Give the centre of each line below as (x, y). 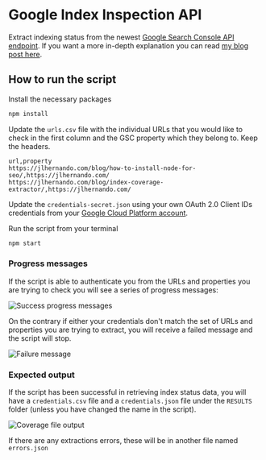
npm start (25, 243)
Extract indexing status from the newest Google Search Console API (122, 37)
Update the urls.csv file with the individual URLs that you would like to (126, 129)
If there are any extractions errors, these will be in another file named (123, 441)
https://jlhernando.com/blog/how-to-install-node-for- (102, 168)
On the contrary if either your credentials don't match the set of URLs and (131, 321)
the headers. (29, 146)
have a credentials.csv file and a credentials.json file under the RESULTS (130, 401)
